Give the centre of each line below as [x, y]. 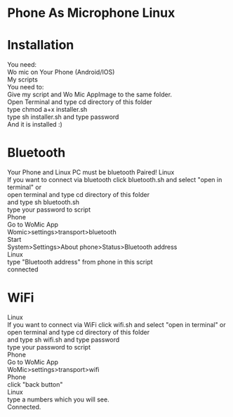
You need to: [26, 87]
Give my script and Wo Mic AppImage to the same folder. [90, 95]
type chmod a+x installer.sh [47, 110]
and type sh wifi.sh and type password [64, 340]
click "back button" [35, 384]
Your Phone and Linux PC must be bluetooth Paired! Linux [91, 172]
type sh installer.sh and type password [63, 117]
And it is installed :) [35, 124]
